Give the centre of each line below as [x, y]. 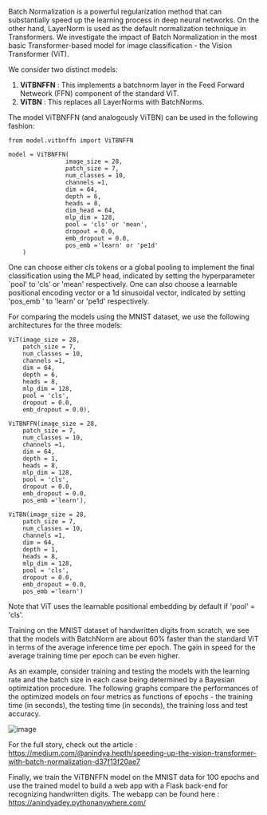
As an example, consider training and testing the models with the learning [129, 671]
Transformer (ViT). [39, 54]
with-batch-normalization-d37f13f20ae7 [75, 761]
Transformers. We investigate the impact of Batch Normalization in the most [133, 37]
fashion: [22, 126]
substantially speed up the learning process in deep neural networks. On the [134, 20]
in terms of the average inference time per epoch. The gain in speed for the [132, 647]
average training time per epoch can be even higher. [94, 656]
